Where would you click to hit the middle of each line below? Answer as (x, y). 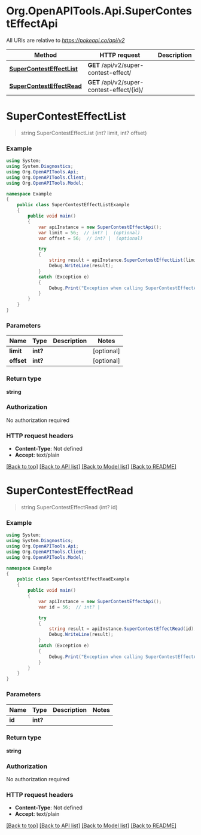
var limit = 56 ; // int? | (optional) (89, 233)
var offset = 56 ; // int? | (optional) (91, 238)
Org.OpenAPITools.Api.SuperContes (99, 11)
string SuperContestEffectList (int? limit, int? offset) (84, 133)
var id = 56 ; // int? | (69, 607)
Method (45, 55)
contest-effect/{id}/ (115, 90)
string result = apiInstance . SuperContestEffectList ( (117, 260)
